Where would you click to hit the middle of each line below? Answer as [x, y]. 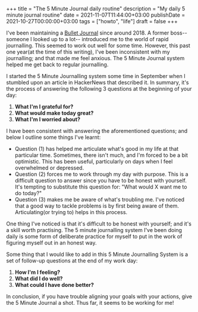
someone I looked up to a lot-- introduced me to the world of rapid [87, 39]
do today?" [28, 193]
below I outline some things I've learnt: [54, 137]
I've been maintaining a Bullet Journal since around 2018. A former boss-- [97, 33]
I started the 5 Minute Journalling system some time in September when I [96, 76]
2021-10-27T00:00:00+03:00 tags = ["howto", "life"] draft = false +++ [92, 21]
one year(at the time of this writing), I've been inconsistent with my [88, 52]
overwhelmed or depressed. [49, 168]
